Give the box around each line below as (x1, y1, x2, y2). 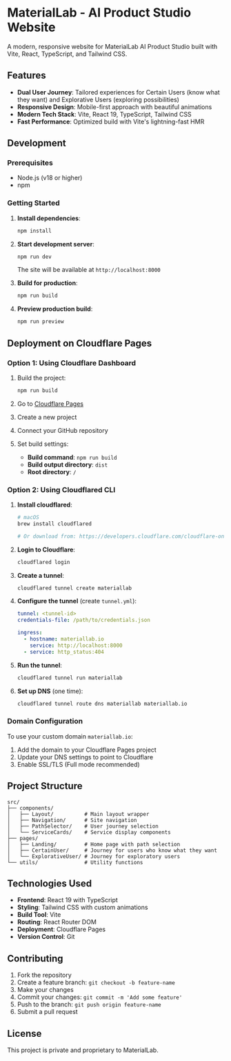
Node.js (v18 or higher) (17, 174, 83, 182)
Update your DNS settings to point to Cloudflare (17, 752, 154, 761)
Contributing (7, 953, 63, 964)
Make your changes (17, 986, 74, 994)
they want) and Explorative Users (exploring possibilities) (17, 95, 179, 104)
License (7, 1027, 42, 1040)
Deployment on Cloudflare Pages (7, 337, 152, 349)
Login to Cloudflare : (17, 545, 76, 554)
